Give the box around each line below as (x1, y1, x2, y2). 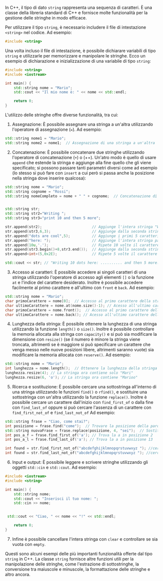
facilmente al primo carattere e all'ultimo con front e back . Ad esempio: (12, 285, 155, 290)
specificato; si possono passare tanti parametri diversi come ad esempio (12, 164, 158, 170)
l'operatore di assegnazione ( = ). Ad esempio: (12, 127, 102, 132)
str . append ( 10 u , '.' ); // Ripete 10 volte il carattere (5, 242, 160, 248)
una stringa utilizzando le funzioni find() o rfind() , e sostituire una (12, 389, 147, 395)
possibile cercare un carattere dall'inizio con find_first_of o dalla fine (12, 399, 154, 405)
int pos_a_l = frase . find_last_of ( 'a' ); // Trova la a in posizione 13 (5, 437, 153, 442)
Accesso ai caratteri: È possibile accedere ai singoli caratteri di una (12, 269, 147, 275)
